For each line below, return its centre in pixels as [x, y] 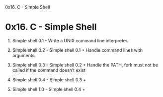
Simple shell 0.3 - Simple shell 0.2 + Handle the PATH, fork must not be [85, 65]
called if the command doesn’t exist [49, 70]
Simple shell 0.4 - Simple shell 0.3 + [49, 80]
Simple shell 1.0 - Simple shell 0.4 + [49, 89]
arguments [23, 55]
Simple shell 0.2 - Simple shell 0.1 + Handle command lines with [78, 50]
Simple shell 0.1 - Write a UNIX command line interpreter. [70, 40]
